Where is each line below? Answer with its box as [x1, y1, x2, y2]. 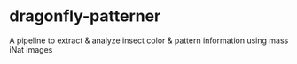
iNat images [9, 44, 53, 54]
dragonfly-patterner [9, 6, 161, 26]
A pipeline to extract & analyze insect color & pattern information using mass [9, 35, 289, 46]
